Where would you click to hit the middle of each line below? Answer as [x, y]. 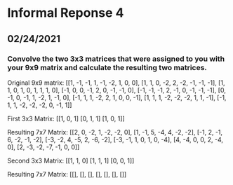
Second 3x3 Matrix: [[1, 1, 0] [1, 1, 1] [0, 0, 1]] [71, 160]
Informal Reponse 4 [66, 13]
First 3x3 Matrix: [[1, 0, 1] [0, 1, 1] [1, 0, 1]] [66, 118]
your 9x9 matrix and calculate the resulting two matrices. [107, 67]
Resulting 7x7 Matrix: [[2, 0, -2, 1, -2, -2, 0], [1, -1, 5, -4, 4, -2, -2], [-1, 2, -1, [115, 132]
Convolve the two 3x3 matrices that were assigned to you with [116, 59]
